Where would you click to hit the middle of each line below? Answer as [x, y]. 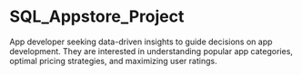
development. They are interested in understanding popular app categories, [151, 51]
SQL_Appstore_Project [97, 17]
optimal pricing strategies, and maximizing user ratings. [113, 61]
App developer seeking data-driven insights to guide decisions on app [141, 42]
